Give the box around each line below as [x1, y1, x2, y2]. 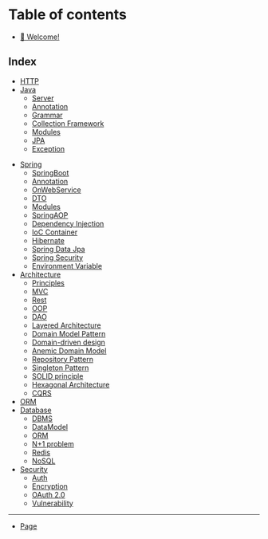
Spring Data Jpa [31, 244, 85, 254]
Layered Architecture [31, 321, 101, 330]
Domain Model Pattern [31, 329, 106, 338]
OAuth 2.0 [31, 490, 65, 499]
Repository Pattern [31, 354, 94, 364]
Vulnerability [31, 498, 73, 508]
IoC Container [31, 227, 78, 237]
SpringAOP [31, 210, 69, 220]
